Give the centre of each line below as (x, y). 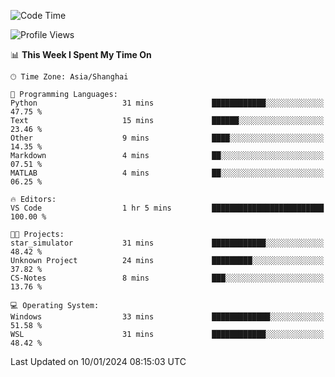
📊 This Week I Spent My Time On (81, 54)
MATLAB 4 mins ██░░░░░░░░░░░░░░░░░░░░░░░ (167, 173)
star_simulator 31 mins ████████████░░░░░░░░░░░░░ (167, 243)
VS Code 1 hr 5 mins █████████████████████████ (167, 208)
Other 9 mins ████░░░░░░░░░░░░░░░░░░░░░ (167, 138)
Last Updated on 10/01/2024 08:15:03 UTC (98, 361)
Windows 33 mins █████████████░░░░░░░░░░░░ (167, 317)
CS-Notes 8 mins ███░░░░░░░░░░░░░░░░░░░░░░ (167, 278)
